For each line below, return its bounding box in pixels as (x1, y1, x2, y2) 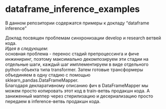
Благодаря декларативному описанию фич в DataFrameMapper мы (5, 82, 148, 88)
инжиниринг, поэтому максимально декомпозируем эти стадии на (5, 56, 149, 62)
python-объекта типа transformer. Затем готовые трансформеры (5, 66, 143, 73)
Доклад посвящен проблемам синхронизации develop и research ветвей (5, 35, 161, 41)
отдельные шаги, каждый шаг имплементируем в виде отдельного (5, 61, 149, 67)
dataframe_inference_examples (5, 3, 140, 15)
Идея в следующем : (5, 45, 48, 51)
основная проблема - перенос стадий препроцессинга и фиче (5, 51, 139, 57)
